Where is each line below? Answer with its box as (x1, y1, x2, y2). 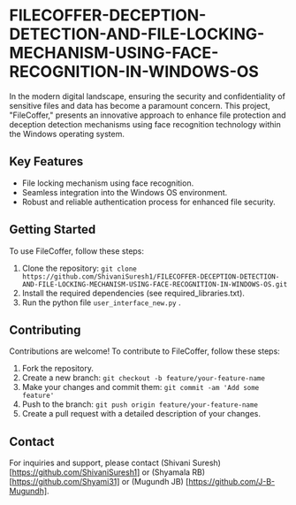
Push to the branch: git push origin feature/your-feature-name (21, 399, 259, 409)
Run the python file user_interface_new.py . (21, 297, 181, 308)
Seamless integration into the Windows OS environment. (21, 187, 228, 197)
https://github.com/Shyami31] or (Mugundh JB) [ (11, 477, 189, 487)
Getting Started (9, 222, 96, 237)
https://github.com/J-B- (188, 477, 276, 487)
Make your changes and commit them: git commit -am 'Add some (21, 382, 260, 393)
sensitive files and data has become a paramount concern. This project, (9, 100, 271, 111)
